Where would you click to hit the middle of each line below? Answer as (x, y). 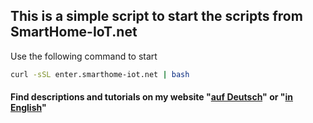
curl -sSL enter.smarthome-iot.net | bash (100, 74)
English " (28, 108)
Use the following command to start (84, 56)
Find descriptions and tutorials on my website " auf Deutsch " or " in (151, 97)
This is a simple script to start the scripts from (156, 16)
